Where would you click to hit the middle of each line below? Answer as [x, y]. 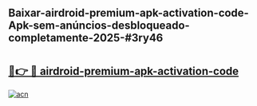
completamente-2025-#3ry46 [86, 38]
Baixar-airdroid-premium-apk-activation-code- [128, 13]
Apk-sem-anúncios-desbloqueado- [99, 26]
